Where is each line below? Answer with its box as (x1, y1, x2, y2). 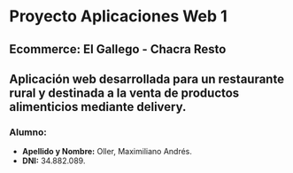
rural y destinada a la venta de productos (9, 85, 240, 100)
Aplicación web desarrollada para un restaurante (9, 71, 285, 86)
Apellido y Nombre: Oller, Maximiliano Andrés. (21, 146, 193, 157)
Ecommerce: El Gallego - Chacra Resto (9, 42, 227, 57)
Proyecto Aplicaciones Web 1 (9, 6, 227, 27)
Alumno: (9, 126, 47, 138)
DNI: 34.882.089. (21, 155, 86, 166)
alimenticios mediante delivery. (9, 99, 187, 114)
